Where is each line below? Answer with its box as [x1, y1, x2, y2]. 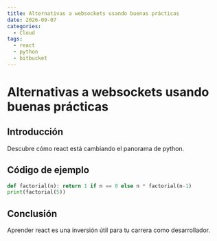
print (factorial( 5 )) [7, 189, 67, 196]
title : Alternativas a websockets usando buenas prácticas [7, 10, 180, 17]
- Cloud [13, 29, 36, 36]
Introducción [7, 126, 64, 138]
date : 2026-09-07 [7, 16, 57, 23]
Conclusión [7, 207, 58, 220]
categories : [7, 23, 41, 30]
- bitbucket [13, 55, 48, 62]
